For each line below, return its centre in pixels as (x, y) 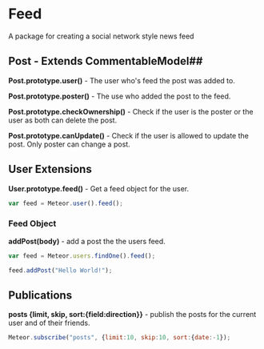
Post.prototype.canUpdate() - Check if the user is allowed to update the (129, 135)
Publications (40, 295)
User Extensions (50, 169)
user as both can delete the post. (63, 120)
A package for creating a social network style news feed (101, 36)
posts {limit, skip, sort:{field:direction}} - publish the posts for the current (132, 315)
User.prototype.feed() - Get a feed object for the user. (99, 188)
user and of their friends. (49, 323)
